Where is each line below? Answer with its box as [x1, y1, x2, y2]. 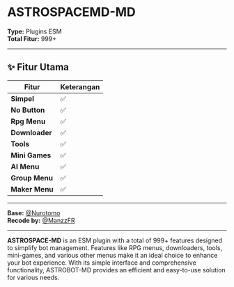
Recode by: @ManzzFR [7, 216, 75, 224]
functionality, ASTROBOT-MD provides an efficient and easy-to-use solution [7, 265, 226, 274]
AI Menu [10, 162, 40, 171]
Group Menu [10, 173, 54, 183]
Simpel [10, 93, 35, 103]
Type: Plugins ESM [7, 27, 62, 36]
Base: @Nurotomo [7, 208, 61, 217]
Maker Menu [10, 184, 54, 194]
